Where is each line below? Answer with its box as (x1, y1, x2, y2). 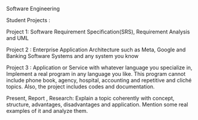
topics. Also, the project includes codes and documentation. (6, 83, 155, 90)
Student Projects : (6, 17, 51, 23)
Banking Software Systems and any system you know (6, 53, 139, 59)
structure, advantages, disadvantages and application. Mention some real (6, 101, 188, 108)
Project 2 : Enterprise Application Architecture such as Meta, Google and (6, 46, 186, 53)
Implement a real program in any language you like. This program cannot (6, 70, 186, 77)
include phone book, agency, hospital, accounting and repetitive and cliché (6, 77, 192, 84)
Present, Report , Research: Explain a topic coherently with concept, (6, 95, 175, 101)
